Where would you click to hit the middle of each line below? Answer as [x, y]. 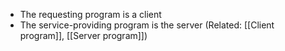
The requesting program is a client [90, 14]
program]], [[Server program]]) [83, 35]
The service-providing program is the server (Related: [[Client [147, 25]
